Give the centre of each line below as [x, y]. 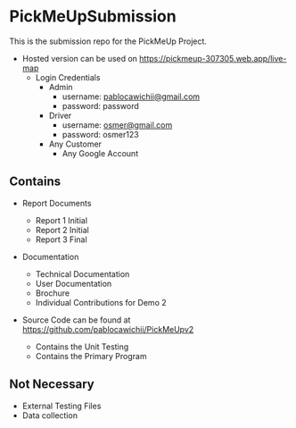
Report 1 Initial [61, 220]
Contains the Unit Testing [82, 347]
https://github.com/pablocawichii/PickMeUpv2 [108, 329]
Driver [60, 115]
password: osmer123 [101, 134]
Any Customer [75, 144]
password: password [101, 105]
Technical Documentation [82, 273]
